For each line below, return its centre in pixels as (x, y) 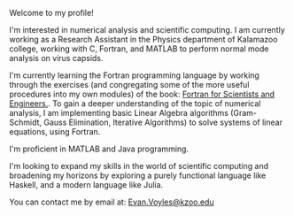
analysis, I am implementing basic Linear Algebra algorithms (119, 113)
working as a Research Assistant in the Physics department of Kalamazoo (143, 39)
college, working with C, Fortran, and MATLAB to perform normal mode (139, 49)
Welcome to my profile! (52, 13)
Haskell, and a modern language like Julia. (86, 185)
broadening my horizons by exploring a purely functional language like (138, 175)
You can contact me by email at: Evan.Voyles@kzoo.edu (112, 202)
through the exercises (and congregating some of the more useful (129, 85)
